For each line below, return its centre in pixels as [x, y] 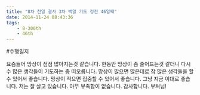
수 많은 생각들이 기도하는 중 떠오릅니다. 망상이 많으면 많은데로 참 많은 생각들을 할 [100, 71]
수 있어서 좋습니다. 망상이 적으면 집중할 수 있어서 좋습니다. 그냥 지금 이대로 [93, 79]
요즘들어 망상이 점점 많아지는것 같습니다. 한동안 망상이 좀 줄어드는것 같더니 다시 [99, 64]
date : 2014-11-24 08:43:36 [40, 17]
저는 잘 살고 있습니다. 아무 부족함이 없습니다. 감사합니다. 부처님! [93, 86]
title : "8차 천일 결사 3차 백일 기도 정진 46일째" [62, 12]
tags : [13, 23]
